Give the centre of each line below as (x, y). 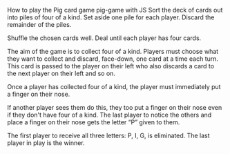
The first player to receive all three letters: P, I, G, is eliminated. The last (108, 135)
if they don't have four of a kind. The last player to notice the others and (109, 115)
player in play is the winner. (46, 143)
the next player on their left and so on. (61, 73)
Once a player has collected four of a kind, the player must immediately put (114, 87)
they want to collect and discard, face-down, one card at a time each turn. (113, 59)
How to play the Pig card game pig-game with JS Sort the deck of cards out (115, 10)
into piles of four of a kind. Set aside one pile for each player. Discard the (111, 17)
